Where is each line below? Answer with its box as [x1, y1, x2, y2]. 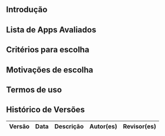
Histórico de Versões [6, 105, 85, 115]
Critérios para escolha [6, 45, 90, 55]
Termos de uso [6, 85, 62, 95]
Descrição [54, 122, 84, 130]
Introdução [6, 5, 48, 15]
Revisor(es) [123, 122, 156, 130]
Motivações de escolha [6, 65, 94, 75]
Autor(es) [89, 122, 118, 130]
